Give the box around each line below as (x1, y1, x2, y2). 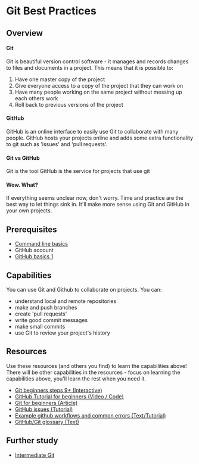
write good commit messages (14, 317, 88, 324)
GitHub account (14, 246, 54, 254)
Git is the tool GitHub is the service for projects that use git (6, 168, 150, 175)
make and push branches (14, 304, 77, 311)
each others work (14, 94, 58, 102)
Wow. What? (6, 181, 38, 188)
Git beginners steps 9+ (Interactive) (14, 386, 102, 394)
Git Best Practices (6, 4, 97, 18)
